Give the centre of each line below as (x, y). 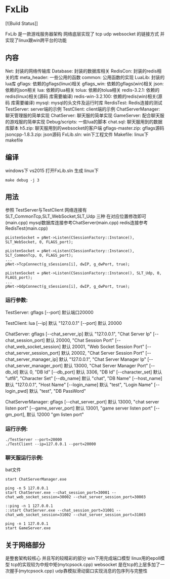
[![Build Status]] (22, 23)
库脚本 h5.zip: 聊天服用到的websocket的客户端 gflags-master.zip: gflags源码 (85, 128)
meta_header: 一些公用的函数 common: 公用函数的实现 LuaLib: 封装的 (92, 77)
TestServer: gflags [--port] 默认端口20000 (49, 312)
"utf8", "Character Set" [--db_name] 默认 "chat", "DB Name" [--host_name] (84, 378)
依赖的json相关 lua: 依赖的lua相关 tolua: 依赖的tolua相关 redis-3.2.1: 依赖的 (82, 90)
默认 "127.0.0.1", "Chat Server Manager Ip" (103, 359)
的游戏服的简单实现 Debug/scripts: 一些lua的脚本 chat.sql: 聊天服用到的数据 (84, 122)
